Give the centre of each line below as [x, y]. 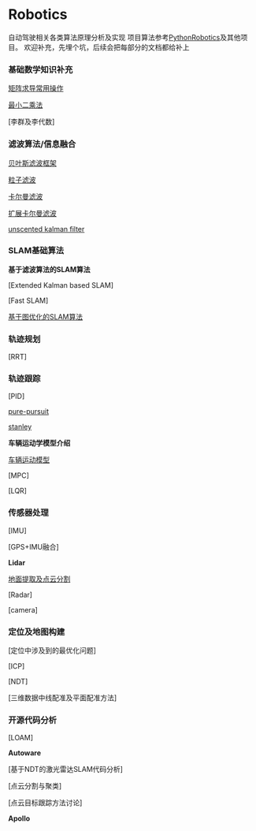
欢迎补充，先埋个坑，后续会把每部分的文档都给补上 [106, 47]
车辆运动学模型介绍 [39, 443]
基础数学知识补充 [41, 69]
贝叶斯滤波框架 [32, 162]
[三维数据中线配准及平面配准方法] [63, 698]
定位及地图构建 [37, 632]
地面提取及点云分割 [39, 579]
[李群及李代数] [32, 122]
